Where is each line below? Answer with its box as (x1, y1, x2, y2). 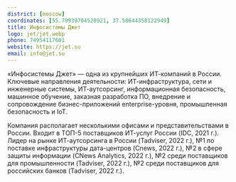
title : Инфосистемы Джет (7, 23, 81, 31)
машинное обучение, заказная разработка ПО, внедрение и (7, 92, 191, 100)
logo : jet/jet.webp (7, 30, 65, 38)
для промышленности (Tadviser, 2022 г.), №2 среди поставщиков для (7, 159, 219, 167)
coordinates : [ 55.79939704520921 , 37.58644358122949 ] (7, 17, 171, 24)
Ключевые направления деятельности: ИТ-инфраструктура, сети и (7, 77, 212, 85)
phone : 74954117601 (7, 37, 65, 44)
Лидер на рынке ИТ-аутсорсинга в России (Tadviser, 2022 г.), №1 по (7, 136, 215, 144)
